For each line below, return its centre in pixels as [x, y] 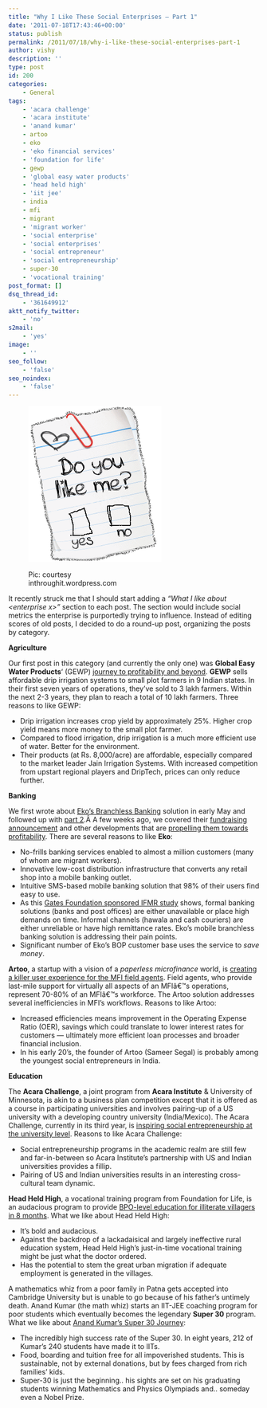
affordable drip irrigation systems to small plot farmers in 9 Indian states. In [132, 680]
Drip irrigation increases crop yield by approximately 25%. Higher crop [136, 721]
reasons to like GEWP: [45, 706]
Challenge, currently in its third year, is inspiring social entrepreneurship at [130, 1126]
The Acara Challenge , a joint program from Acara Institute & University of [130, 1092]
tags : [17, 101]
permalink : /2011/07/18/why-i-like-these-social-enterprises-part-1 [124, 42]
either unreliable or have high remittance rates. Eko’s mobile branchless [137, 928]
